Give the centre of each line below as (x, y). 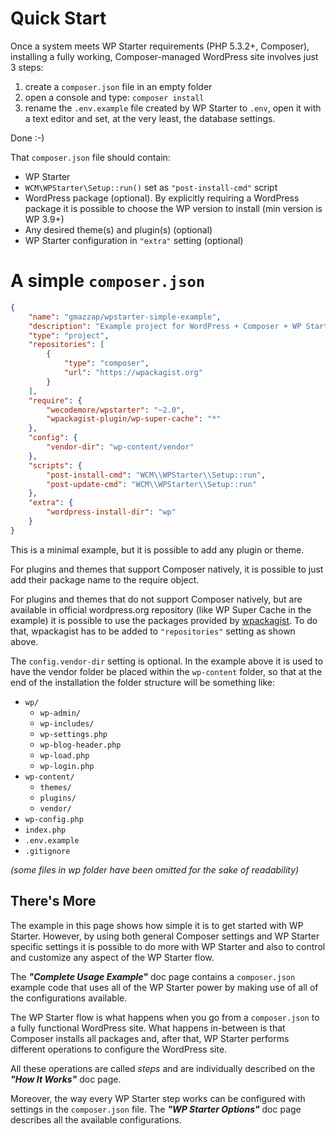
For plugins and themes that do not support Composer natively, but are (156, 599)
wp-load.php (64, 755)
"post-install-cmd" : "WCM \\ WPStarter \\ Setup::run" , (156, 475)
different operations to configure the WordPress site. (119, 1049)
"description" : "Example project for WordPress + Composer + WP (165, 326)
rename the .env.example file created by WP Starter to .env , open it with (173, 108)
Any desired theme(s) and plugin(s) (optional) (118, 229)
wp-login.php (67, 766)
